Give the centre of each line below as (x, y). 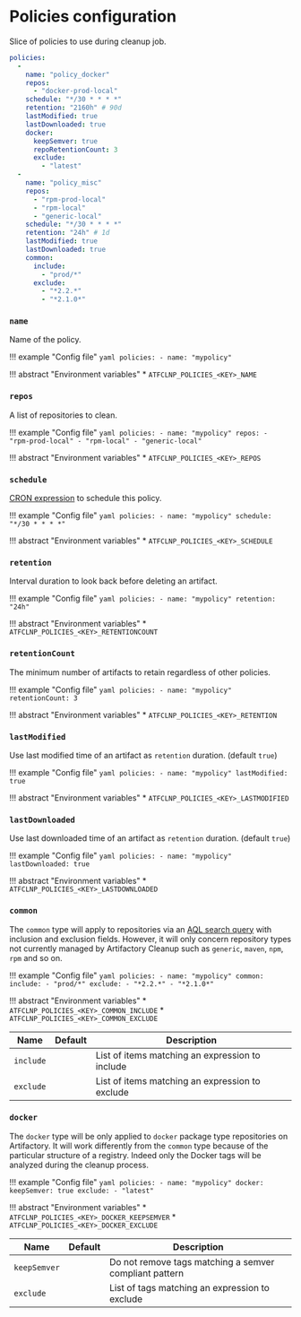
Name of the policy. (46, 340)
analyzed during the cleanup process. (79, 1165)
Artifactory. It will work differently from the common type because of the (139, 1146)
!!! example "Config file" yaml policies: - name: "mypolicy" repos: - (139, 432)
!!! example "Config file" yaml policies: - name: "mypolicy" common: (137, 975)
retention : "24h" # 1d (68, 233)
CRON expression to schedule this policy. (86, 498)
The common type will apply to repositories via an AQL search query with (141, 929)
